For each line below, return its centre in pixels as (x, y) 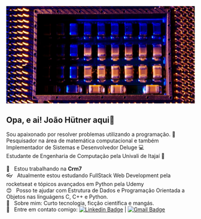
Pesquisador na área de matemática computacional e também (83, 141)
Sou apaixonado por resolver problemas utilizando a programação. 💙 (91, 135)
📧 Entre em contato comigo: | (66, 209)
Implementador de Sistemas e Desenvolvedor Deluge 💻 (75, 147)
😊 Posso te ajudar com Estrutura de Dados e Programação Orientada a (96, 190)
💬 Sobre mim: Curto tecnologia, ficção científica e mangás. (80, 203)
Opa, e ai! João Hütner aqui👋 (60, 120)
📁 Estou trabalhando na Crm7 (44, 169)
